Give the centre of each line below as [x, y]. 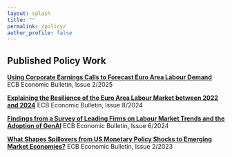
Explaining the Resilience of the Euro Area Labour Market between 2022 [113, 98]
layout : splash [29, 13]
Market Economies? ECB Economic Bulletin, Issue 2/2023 [90, 147]
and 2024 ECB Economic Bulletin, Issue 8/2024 [75, 105]
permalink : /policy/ [37, 26]
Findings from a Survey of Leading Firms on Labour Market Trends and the [116, 118]
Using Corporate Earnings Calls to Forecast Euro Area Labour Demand [110, 77]
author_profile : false [40, 33]
